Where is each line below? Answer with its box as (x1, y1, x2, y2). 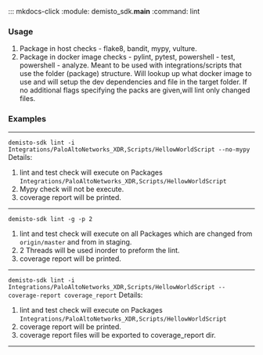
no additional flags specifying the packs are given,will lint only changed (19, 85, 250, 95)
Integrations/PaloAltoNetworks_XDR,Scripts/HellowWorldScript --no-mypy (8, 145, 250, 154)
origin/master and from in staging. (19, 237, 132, 246)
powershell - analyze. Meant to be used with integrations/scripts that (19, 60, 242, 70)
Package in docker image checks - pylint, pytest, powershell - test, (19, 53, 236, 62)
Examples (8, 114, 47, 125)
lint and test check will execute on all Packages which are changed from (19, 229, 253, 238)
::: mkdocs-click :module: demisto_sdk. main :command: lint (8, 7, 200, 16)
